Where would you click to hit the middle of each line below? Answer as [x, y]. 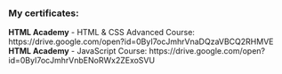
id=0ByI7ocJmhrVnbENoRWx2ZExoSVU [82, 61]
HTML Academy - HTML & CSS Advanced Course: [101, 33]
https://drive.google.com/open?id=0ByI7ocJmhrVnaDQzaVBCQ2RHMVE [141, 41]
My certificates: [44, 13]
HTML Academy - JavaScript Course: [78, 51]
